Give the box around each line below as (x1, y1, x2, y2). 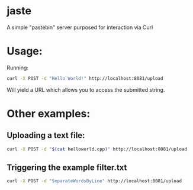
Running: (7, 64, 29, 71)
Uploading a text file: (7, 130, 85, 140)
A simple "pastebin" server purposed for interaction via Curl (7, 24, 153, 31)
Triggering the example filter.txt (7, 163, 127, 173)
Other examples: (7, 107, 91, 120)
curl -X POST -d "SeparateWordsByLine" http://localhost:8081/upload (7, 178, 182, 184)
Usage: (7, 44, 43, 58)
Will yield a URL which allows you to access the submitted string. (7, 86, 165, 93)
